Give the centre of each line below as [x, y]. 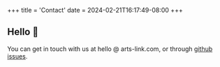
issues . [17, 56]
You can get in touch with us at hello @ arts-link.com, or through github [110, 49]
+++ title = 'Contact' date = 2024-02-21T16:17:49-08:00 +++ [95, 10]
